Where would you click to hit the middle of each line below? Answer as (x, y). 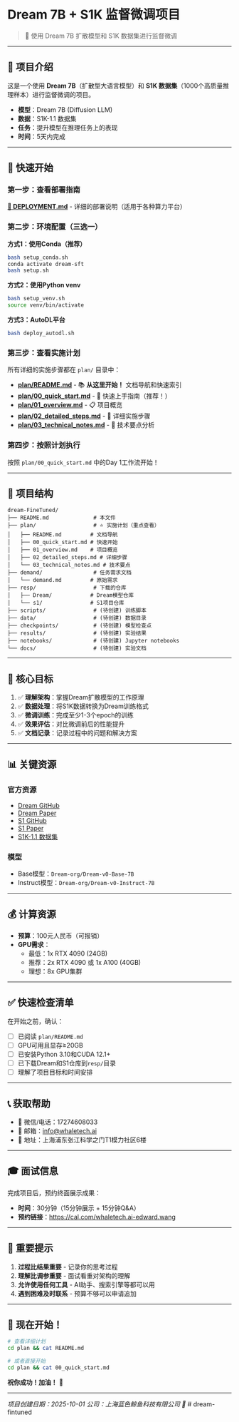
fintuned (20, 1412)
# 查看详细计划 (27, 1341)
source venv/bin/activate (46, 305)
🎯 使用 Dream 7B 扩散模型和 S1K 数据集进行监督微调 (101, 36)
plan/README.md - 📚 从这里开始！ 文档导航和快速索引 (100, 385)
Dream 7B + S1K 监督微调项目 (94, 15)
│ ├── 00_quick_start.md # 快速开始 (63, 543)
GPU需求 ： (34, 945)
